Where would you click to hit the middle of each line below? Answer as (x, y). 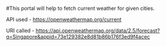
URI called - (20, 30)
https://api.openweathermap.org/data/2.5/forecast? (98, 30)
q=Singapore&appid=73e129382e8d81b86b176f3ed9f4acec (78, 37)
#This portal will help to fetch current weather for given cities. (80, 8)
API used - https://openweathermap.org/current (64, 19)
